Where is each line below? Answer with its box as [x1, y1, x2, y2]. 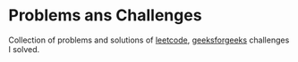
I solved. [8, 43, 40, 54]
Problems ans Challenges [8, 5, 202, 26]
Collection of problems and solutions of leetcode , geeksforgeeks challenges [8, 35, 290, 45]
